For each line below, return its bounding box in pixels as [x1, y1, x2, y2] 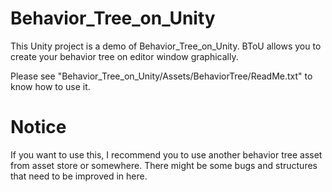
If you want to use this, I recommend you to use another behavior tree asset [10, 148, 323, 161]
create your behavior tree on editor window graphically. [10, 50, 239, 62]
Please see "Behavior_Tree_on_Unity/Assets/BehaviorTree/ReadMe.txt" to [10, 70, 313, 82]
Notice [10, 116, 67, 139]
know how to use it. [10, 80, 91, 92]
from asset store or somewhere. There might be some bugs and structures [10, 159, 318, 171]
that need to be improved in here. [10, 170, 148, 182]
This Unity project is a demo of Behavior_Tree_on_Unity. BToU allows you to [10, 40, 322, 52]
